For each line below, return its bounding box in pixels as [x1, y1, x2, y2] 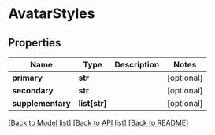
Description [114, 60, 160, 70]
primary [12, 72, 43, 83]
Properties [8, 36, 61, 49]
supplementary [12, 98, 71, 108]
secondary [12, 86, 54, 96]
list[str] [78, 98, 108, 108]
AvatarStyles [8, 5, 95, 23]
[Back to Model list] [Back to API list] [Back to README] [8, 119, 189, 127]
